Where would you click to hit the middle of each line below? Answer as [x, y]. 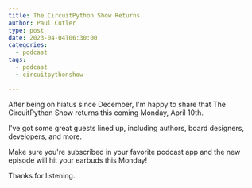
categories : [28, 45]
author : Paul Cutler [43, 23]
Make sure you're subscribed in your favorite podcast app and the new [124, 152]
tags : [17, 60]
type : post [26, 30]
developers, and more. [45, 136]
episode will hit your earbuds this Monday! [78, 160]
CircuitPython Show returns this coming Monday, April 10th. [106, 113]
